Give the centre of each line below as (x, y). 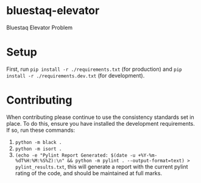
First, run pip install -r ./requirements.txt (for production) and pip (94, 69)
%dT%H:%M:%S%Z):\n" (40, 160)
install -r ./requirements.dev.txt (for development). (76, 75)
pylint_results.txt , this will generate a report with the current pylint (101, 167)
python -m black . (38, 142)
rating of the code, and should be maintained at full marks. (89, 173)
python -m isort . (38, 149)
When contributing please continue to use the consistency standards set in (100, 117)
